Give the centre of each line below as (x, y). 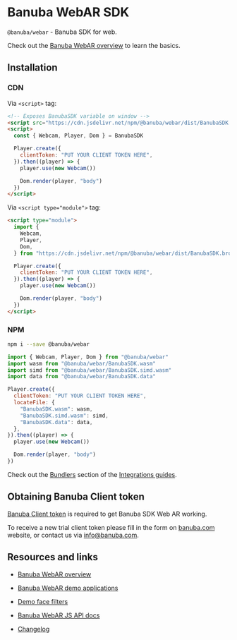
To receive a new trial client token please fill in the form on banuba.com (111, 527)
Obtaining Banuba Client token (76, 497)
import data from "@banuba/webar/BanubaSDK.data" (82, 377)
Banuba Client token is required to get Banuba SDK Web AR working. (107, 514)
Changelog (34, 629)
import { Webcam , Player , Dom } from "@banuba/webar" (88, 357)
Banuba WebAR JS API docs (59, 615)
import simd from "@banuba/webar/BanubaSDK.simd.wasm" (90, 370)
